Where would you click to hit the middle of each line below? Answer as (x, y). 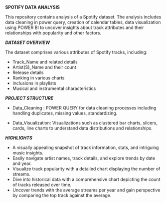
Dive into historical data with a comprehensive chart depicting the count (86, 179)
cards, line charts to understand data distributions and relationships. (83, 128)
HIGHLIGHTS (19, 138)
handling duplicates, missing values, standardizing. (65, 113)
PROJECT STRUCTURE (29, 98)
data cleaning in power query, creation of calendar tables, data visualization (83, 22)
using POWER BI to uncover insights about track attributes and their (75, 27)
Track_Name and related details (45, 62)
